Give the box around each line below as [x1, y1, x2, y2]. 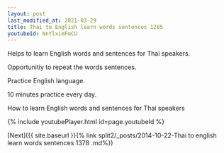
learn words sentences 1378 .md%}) [7, 139, 113, 147]
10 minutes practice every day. [7, 90, 97, 99]
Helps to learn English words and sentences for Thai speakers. [7, 49, 191, 58]
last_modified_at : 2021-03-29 [7, 17, 97, 24]
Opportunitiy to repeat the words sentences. [7, 63, 137, 71]
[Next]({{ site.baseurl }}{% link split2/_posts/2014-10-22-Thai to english [7, 131, 218, 140]
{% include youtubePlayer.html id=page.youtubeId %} [7, 118, 165, 126]
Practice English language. [7, 77, 85, 85]
